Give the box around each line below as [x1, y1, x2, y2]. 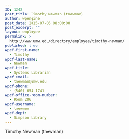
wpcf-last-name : [5, 57, 38, 62]
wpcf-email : [5, 75, 29, 79]
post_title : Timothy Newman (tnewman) [5, 12, 83, 16]
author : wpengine [5, 16, 40, 21]
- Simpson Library [9, 115, 47, 120]
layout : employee [5, 30, 40, 34]
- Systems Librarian [9, 70, 51, 75]
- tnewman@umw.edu [9, 79, 47, 84]
